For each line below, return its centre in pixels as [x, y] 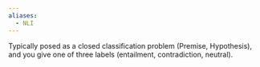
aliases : [23, 16]
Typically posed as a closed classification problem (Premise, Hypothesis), [130, 45]
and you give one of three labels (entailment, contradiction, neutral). [121, 54]
